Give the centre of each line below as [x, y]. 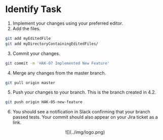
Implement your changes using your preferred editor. [68, 23]
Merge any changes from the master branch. [59, 73]
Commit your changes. [36, 53]
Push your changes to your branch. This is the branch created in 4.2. [84, 92]
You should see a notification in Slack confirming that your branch [81, 112]
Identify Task [33, 9]
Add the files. [27, 28]
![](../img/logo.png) [85, 132]
